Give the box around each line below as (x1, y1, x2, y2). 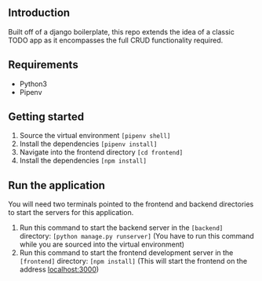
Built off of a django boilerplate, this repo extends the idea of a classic (8, 27, 235, 36)
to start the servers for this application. (8, 208, 134, 217)
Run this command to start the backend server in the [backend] (19, 223, 224, 232)
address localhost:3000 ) (19, 265, 100, 274)
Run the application (8, 178, 106, 192)
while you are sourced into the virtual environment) (19, 239, 185, 250)
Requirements (8, 58, 78, 71)
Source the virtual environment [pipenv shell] (19, 131, 171, 140)
